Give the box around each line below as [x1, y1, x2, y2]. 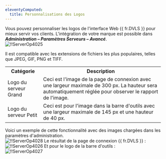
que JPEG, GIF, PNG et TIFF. [5, 56, 63, 62]
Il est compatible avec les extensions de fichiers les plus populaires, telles [5, 50, 156, 57]
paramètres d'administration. [5, 132, 64, 138]
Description [86, 68, 115, 75]
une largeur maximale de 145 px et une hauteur [42, 108, 154, 115]
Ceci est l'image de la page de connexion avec [42, 76, 152, 82]
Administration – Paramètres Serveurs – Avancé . [5, 36, 107, 42]
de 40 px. [42, 115, 65, 121]
